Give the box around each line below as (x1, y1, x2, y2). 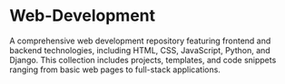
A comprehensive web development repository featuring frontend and (9, 35, 271, 46)
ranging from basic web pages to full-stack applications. (9, 64, 221, 75)
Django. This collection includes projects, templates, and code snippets (9, 54, 277, 65)
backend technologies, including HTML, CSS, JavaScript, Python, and (9, 44, 270, 55)
